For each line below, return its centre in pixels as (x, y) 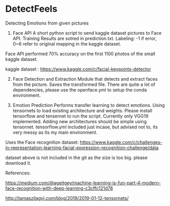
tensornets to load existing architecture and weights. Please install (82, 110)
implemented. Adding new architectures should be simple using (80, 121)
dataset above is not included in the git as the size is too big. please (77, 157)
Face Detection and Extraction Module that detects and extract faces (85, 79)
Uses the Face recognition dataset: (42, 142)
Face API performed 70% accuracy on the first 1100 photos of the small (80, 54)
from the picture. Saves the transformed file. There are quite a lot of (84, 84)
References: (18, 173)
